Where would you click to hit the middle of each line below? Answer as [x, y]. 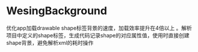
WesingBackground [57, 11]
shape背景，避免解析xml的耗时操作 [50, 43]
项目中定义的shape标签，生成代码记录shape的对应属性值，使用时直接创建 [98, 35]
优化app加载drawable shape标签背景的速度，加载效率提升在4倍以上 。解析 [99, 28]
